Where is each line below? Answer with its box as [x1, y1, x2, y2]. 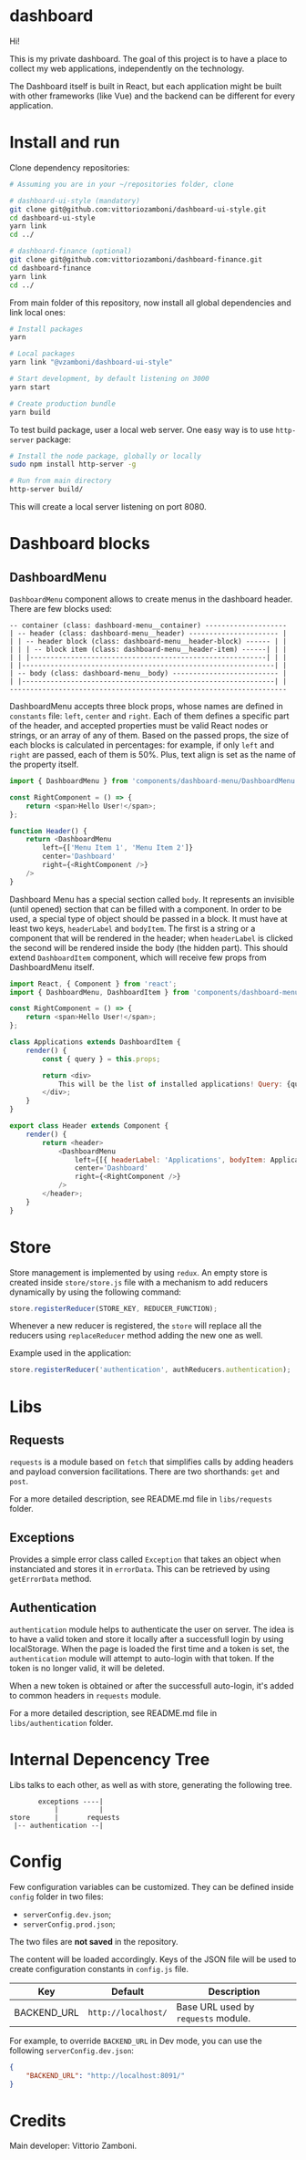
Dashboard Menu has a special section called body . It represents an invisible [9, 894, 295, 904]
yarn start [9, 382, 51, 392]
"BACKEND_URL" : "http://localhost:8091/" [25, 2071, 185, 2080]
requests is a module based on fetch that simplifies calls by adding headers [9, 1456, 294, 1468]
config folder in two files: [9, 1891, 104, 1902]
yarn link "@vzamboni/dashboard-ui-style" [9, 357, 173, 367]
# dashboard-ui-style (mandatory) [9, 196, 141, 205]
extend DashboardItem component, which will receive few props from [9, 952, 267, 963]
